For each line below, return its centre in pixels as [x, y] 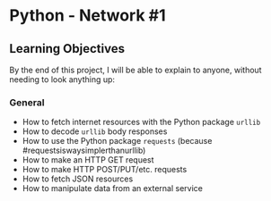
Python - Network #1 [87, 16]
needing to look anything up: [62, 80]
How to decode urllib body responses [95, 131]
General [27, 102]
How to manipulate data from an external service [113, 188]
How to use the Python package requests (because [117, 141]
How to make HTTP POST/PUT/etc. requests [105, 170]
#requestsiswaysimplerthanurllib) [84, 151]
